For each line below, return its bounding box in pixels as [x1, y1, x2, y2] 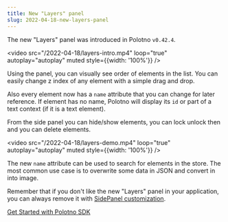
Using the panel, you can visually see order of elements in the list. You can [7, 69, 218, 78]
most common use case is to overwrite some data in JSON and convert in [7, 166, 216, 175]
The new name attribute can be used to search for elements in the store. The [7, 159, 221, 167]
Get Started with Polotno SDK [7, 208, 91, 216]
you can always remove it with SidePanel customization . [7, 194, 166, 203]
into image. [7, 173, 39, 182]
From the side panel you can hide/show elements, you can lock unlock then [7, 118, 221, 126]
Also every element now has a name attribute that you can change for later [7, 90, 215, 98]
